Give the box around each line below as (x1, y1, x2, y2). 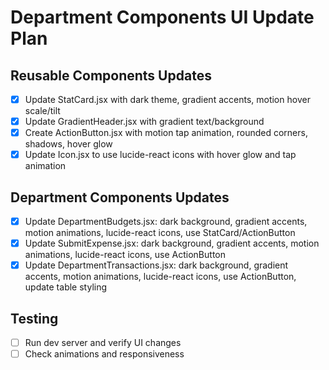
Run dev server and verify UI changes (24, 337, 182, 349)
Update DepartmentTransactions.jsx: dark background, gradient (24, 259, 289, 271)
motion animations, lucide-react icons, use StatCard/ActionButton (24, 227, 296, 239)
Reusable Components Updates (10, 67, 212, 84)
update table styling (24, 281, 108, 293)
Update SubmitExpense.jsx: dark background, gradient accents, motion (24, 237, 320, 250)
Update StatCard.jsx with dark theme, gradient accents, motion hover (24, 94, 311, 105)
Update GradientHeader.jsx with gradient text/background (24, 116, 265, 128)
